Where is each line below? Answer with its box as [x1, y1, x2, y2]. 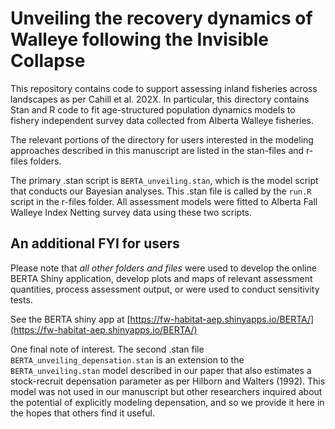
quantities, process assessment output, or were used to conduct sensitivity [10, 283, 320, 295]
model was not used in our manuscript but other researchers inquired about [10, 385, 323, 397]
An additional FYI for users [10, 235, 180, 252]
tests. [10, 293, 33, 306]
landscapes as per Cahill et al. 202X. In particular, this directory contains [10, 93, 310, 105]
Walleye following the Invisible [10, 28, 269, 51]
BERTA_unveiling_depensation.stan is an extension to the [10, 353, 245, 366]
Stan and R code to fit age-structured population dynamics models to [10, 103, 296, 116]
